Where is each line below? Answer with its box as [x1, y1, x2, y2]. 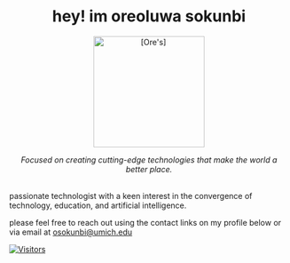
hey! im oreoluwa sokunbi [51, 6, 247, 27]
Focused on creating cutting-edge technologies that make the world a [20, 154, 278, 165]
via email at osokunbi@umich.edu [9, 227, 133, 237]
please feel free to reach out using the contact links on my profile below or [9, 217, 282, 227]
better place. [125, 163, 173, 174]
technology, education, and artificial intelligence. [9, 200, 187, 211]
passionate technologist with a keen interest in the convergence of [9, 190, 253, 201]
